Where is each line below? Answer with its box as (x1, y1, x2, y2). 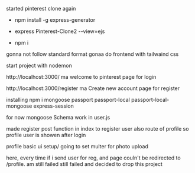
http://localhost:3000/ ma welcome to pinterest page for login (6, 74, 157, 80)
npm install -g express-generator (14, 16, 96, 23)
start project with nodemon (6, 62, 72, 69)
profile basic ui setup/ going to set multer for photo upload (6, 143, 149, 149)
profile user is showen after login (6, 132, 86, 138)
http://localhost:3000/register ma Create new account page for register (6, 85, 180, 92)
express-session (33, 102, 74, 109)
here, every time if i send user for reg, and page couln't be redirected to (6, 154, 181, 161)
